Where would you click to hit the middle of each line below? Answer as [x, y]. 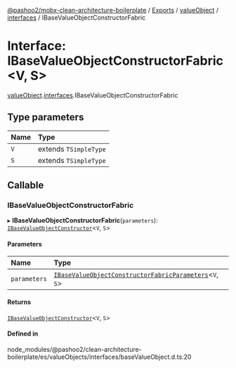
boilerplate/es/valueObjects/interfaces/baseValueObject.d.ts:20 [99, 357]
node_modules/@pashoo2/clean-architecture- [74, 350]
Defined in [23, 334]
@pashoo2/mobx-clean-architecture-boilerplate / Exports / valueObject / [113, 10]
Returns [19, 302]
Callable [26, 185]
